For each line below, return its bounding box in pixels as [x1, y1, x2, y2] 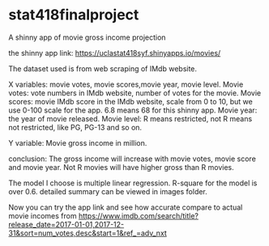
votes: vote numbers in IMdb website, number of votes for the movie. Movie [8, 87, 262, 98]
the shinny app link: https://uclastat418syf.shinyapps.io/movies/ [8, 48, 221, 57]
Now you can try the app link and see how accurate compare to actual [8, 202, 243, 212]
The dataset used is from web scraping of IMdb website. [8, 63, 197, 74]
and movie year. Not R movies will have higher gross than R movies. [8, 162, 234, 172]
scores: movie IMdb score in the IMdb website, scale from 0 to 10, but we [8, 96, 253, 106]
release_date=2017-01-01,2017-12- [8, 219, 125, 229]
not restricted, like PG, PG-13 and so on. [8, 122, 143, 132]
